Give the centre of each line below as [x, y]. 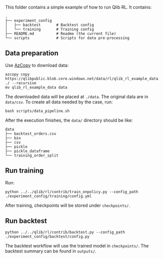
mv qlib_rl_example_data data [36, 87]
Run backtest [26, 221]
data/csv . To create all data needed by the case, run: [59, 102]
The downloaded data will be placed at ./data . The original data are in [77, 96]
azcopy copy [17, 74]
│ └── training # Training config [50, 29]
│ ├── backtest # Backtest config [50, 25]
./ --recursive [21, 83]
